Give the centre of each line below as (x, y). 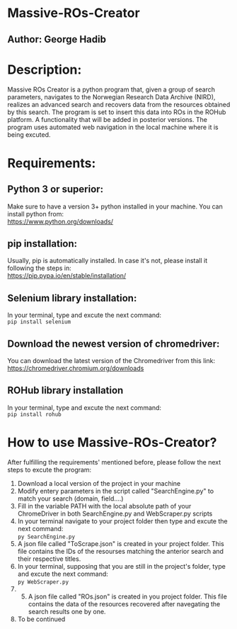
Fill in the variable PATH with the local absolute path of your (104, 506)
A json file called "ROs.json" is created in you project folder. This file (128, 596)
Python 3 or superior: (56, 189)
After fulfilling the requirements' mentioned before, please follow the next (114, 462)
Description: (45, 69)
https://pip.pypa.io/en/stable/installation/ (67, 276)
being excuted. (29, 134)
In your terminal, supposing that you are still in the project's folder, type (122, 566)
